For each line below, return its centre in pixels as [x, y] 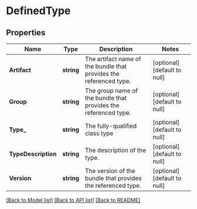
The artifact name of [113, 59]
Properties [26, 33]
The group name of [111, 91]
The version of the [110, 171]
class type [99, 133]
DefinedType [38, 11]
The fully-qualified [111, 126]
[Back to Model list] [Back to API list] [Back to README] [73, 200]
